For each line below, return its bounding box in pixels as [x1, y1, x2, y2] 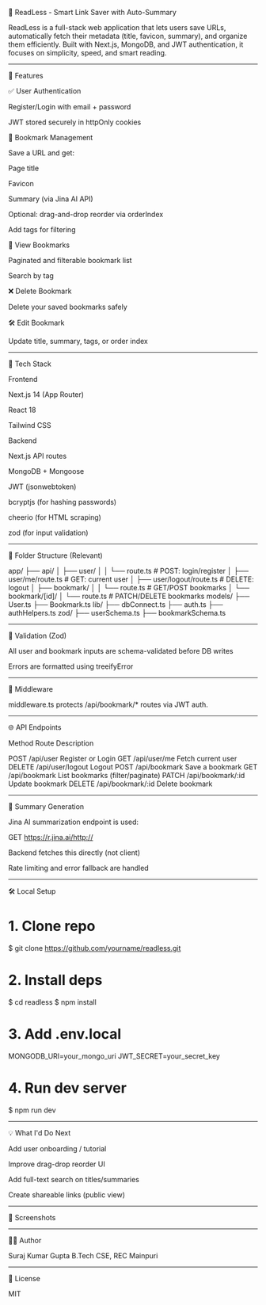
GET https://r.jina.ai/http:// [8, 833, 93, 841]
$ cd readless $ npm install [8, 997, 97, 1006]
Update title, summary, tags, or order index [8, 337, 148, 345]
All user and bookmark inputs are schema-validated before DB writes [8, 647, 234, 655]
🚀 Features [8, 71, 44, 80]
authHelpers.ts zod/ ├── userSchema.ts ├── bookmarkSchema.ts [8, 609, 226, 617]
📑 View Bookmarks [8, 240, 70, 250]
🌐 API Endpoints [8, 723, 62, 732]
